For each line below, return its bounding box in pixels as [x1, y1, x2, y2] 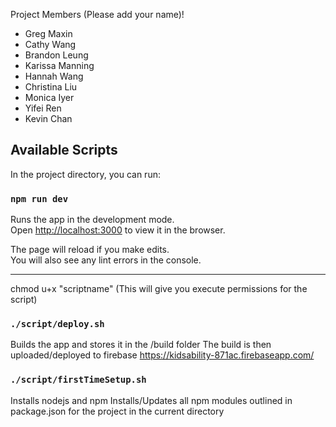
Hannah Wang [24, 70, 84, 82]
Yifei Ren [24, 102, 62, 114]
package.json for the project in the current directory [10, 405, 225, 417]
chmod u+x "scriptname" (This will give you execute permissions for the [10, 283, 308, 295]
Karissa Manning [24, 60, 95, 71]
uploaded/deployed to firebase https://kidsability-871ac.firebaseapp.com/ [10, 349, 315, 361]
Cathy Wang [24, 39, 77, 50]
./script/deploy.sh [10, 319, 105, 330]
